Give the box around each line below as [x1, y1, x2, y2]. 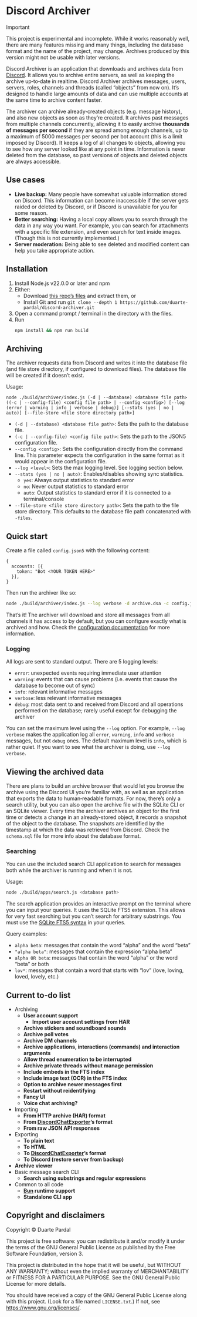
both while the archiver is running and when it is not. [6, 867, 133, 874]
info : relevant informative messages [14, 688, 103, 695]
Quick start [6, 531, 48, 541]
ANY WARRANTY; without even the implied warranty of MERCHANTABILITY [6, 1268, 189, 1275]
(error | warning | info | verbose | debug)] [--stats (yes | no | [6, 405, 175, 411]
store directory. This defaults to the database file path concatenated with [14, 508, 191, 515]
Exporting [14, 1131, 39, 1138]
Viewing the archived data [6, 767, 104, 777]
